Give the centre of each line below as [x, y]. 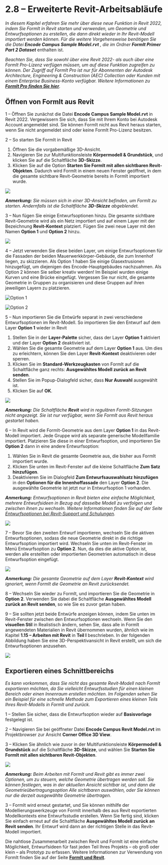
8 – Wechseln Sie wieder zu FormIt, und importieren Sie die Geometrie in [80, 593]
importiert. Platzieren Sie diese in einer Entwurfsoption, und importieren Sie [83, 441]
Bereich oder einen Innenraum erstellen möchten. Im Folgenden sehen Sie [81, 694]
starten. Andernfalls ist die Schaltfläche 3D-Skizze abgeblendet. [72, 206]
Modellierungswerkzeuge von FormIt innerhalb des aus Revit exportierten [81, 810]
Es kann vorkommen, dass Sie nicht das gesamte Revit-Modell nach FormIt [83, 683]
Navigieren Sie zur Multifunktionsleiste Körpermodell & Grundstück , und [87, 154]
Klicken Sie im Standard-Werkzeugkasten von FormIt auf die [76, 364]
